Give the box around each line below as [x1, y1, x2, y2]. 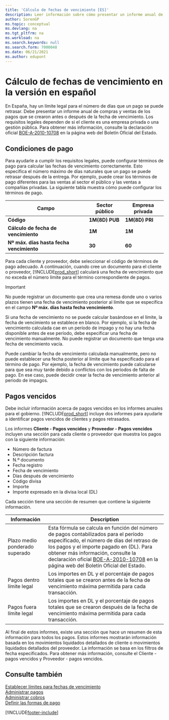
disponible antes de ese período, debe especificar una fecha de [5, 330, 138, 336]
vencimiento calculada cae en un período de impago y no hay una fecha [5, 325, 155, 331]
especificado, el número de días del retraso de [48, 536, 158, 544]
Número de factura [12, 446, 52, 452]
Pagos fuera [8, 603, 37, 610]
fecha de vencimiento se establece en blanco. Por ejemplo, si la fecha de [5, 320, 157, 326]
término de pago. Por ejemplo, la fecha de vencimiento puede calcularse [5, 362, 156, 368]
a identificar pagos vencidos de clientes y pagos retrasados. [5, 416, 131, 422]
